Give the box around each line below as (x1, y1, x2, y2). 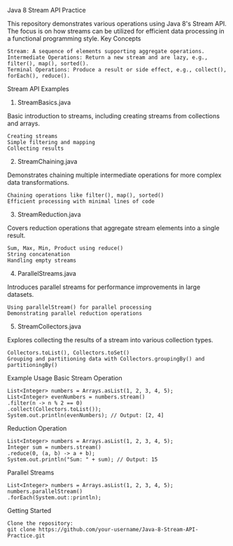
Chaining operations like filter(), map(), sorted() (7, 192, 164, 199)
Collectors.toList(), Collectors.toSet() (7, 349, 130, 356)
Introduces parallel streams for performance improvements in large (7, 283, 201, 291)
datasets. (7, 290, 34, 298)
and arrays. (7, 119, 41, 127)
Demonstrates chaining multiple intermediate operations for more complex (7, 171, 222, 179)
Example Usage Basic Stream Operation (7, 374, 122, 382)
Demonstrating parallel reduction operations (7, 310, 142, 317)
